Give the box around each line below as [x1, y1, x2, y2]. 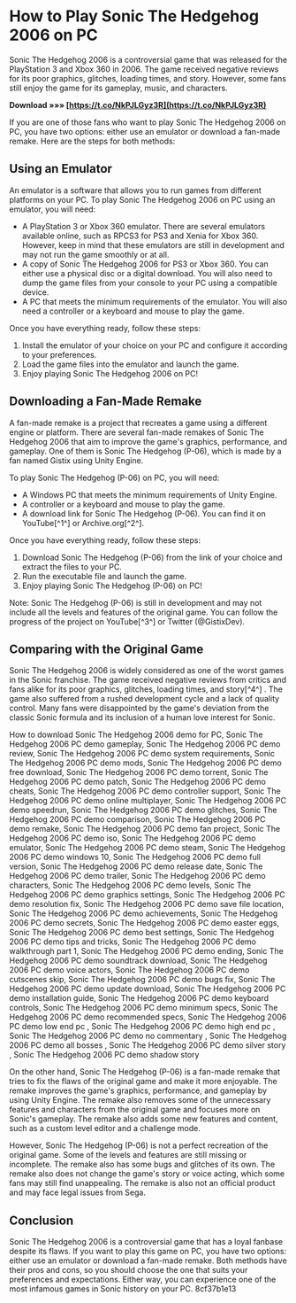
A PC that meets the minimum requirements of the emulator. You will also [21, 296, 288, 306]
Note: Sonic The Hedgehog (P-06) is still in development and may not [9, 597, 262, 608]
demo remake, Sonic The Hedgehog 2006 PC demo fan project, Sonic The [9, 824, 281, 834]
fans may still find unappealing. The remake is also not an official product [9, 1178, 276, 1189]
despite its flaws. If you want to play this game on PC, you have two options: [9, 1246, 287, 1257]
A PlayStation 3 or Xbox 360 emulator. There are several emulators [21, 221, 266, 231]
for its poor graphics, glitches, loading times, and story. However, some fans [9, 73, 287, 83]
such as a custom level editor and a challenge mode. [9, 1123, 201, 1134]
